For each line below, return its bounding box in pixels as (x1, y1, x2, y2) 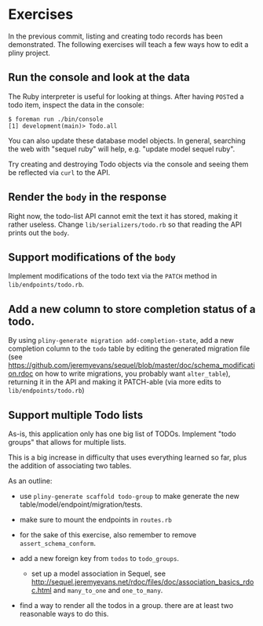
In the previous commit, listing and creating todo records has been (8, 31, 223, 41)
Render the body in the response (8, 191, 167, 204)
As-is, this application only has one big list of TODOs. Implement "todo (8, 429, 237, 439)
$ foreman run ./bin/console (8, 115, 104, 123)
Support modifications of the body (8, 250, 177, 264)
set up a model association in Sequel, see (31, 569, 166, 578)
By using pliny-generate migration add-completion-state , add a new (8, 336, 234, 345)
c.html (31, 586, 53, 595)
